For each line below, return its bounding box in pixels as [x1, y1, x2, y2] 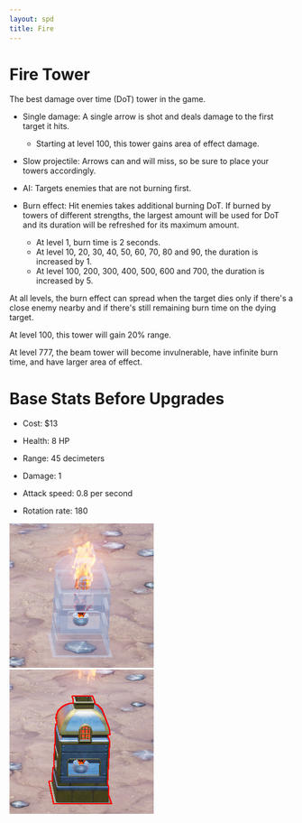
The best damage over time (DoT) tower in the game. [9, 94, 206, 105]
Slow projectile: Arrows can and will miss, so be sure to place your [22, 156, 270, 167]
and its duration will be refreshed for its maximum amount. [22, 219, 240, 230]
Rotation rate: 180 [22, 505, 88, 516]
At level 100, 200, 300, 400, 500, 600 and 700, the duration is [35, 266, 265, 277]
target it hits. [22, 121, 70, 132]
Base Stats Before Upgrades [9, 388, 225, 409]
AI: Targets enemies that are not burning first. [22, 183, 192, 194]
